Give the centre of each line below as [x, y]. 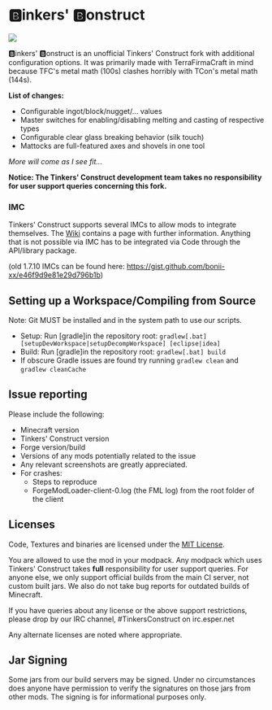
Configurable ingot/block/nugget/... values [91, 111]
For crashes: [41, 473]
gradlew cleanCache [53, 370]
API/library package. [43, 250]
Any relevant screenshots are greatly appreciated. [104, 464]
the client [48, 499]
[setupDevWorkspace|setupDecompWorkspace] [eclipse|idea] [120, 344]
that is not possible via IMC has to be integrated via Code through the [125, 242]
